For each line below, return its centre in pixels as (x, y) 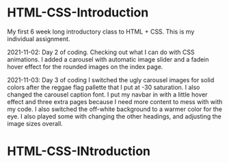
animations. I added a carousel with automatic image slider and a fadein (108, 59)
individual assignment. (39, 38)
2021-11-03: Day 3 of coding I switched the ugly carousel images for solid (111, 79)
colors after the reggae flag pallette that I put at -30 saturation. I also (104, 87)
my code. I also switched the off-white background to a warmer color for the (114, 109)
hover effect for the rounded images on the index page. (85, 66)
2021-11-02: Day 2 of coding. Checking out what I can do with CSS (101, 52)
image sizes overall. (35, 123)
